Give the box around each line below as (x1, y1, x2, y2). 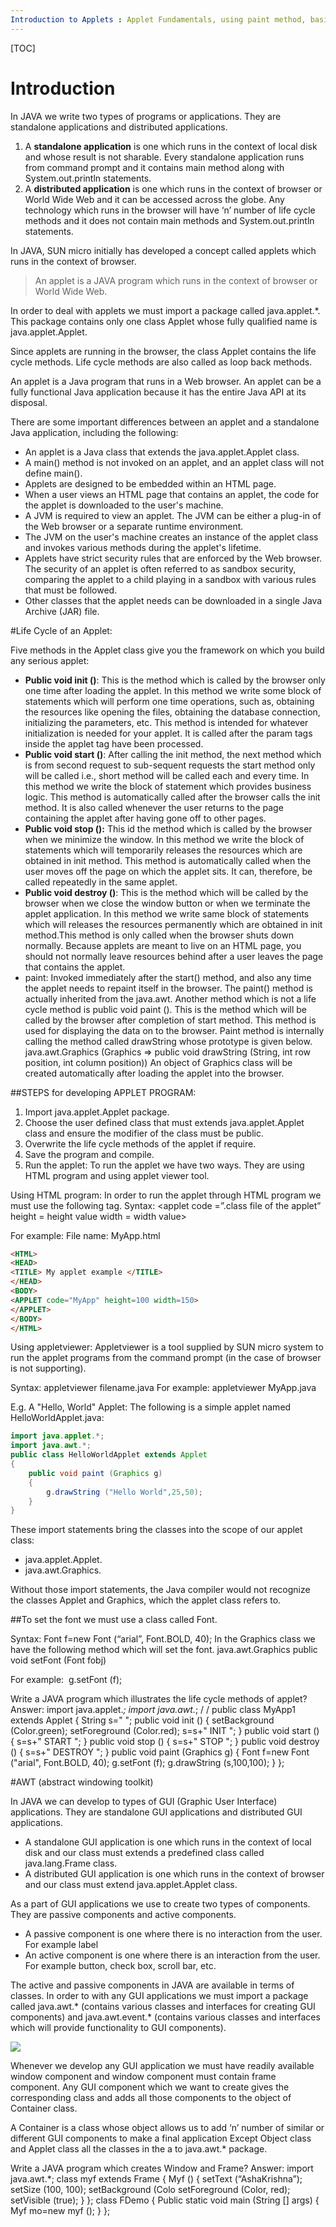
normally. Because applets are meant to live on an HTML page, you (24, 939, 302, 951)
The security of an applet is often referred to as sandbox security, (24, 562, 297, 575)
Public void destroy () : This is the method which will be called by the (24, 886, 309, 898)
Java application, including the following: (10, 426, 179, 438)
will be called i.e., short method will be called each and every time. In (24, 769, 310, 781)
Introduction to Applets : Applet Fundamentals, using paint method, (10, 14, 307, 25)
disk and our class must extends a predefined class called (24, 1847, 265, 1859)
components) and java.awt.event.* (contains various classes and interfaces (10, 2011, 321, 2023)
